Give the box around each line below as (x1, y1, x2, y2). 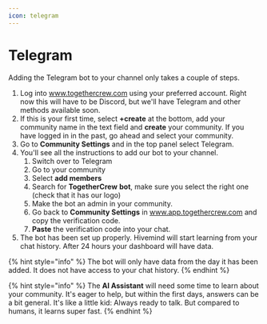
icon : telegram (8, 11, 59, 20)
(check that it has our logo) (31, 190, 122, 200)
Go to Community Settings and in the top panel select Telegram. (19, 139, 234, 149)
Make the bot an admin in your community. (31, 198, 173, 208)
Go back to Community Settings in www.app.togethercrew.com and (31, 207, 257, 217)
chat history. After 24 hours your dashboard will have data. (19, 241, 214, 250)
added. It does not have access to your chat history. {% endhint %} (8, 265, 230, 274)
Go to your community (31, 165, 106, 174)
